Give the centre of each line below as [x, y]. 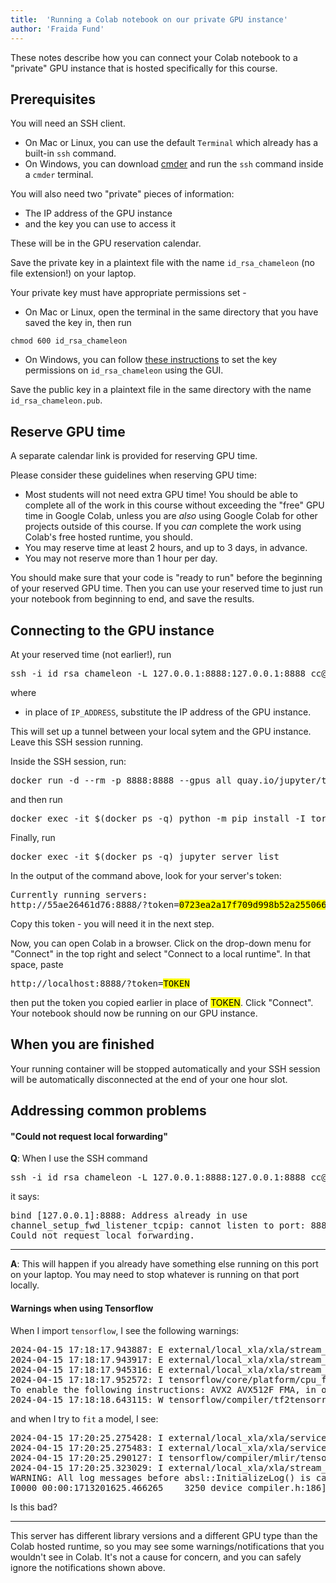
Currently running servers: [79, 894]
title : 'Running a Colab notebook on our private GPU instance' [149, 19]
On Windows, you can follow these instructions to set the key [151, 360]
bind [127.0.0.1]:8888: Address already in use [129, 1215]
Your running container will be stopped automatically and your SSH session [165, 1068]
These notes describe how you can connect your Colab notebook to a [154, 57]
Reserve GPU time [68, 431]
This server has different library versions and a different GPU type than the [164, 1535]
